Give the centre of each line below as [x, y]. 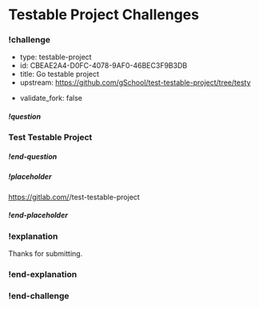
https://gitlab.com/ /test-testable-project [74, 197]
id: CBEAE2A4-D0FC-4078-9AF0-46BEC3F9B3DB [104, 66]
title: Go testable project [60, 74]
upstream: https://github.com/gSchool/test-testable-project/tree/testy [135, 82]
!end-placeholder [38, 215]
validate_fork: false [51, 98]
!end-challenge [39, 295]
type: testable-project [56, 57]
